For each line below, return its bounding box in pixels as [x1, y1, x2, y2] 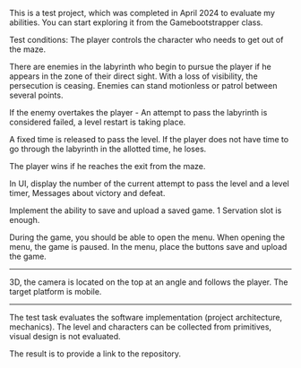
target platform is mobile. [9, 287, 102, 296]
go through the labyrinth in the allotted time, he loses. [9, 143, 207, 154]
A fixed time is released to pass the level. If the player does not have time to [9, 134, 289, 144]
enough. [9, 215, 40, 225]
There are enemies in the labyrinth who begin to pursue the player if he [9, 62, 271, 72]
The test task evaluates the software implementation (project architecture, [9, 312, 283, 322]
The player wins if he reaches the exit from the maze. [9, 161, 206, 171]
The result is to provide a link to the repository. [9, 348, 182, 359]
